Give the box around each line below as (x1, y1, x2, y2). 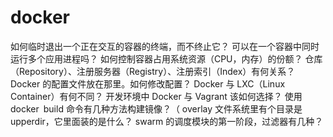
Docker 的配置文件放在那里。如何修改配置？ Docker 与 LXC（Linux (10, 77, 286, 90)
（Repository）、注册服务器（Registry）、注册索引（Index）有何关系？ (10, 65, 296, 77)
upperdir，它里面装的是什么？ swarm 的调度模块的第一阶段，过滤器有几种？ (10, 115, 324, 127)
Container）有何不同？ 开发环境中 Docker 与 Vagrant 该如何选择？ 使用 (10, 90, 303, 102)
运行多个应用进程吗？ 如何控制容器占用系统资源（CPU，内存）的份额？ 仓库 (10, 52, 323, 65)
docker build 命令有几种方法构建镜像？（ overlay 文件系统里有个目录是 (10, 102, 303, 115)
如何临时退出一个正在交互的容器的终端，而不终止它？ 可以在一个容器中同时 (10, 40, 320, 52)
